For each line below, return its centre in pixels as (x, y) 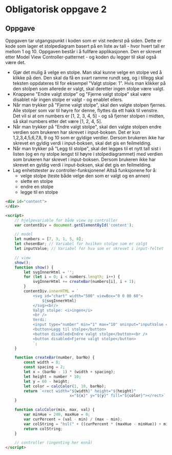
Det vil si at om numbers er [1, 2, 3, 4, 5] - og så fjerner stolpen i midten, (89, 116)
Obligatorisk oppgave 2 (56, 9)
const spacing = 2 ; (45, 367)
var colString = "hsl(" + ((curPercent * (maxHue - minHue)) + (92, 424)
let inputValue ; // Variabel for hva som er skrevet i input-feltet (89, 249)
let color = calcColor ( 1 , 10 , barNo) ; (65, 386)
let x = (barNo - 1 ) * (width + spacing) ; (70, 372)
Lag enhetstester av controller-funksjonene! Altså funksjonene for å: (85, 170)
